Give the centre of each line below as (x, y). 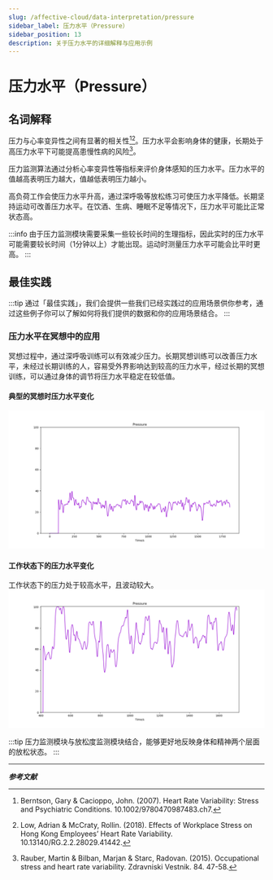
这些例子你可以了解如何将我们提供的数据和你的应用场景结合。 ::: (123, 313)
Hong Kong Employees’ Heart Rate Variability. (96, 834)
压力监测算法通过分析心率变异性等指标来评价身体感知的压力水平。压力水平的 (136, 169)
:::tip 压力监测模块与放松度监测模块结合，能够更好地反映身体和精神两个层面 (134, 742)
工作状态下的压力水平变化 (51, 565)
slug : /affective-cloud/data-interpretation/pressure (102, 17)
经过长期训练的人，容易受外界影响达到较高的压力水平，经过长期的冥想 (147, 366)
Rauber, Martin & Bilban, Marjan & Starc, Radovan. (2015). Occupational (140, 858)
